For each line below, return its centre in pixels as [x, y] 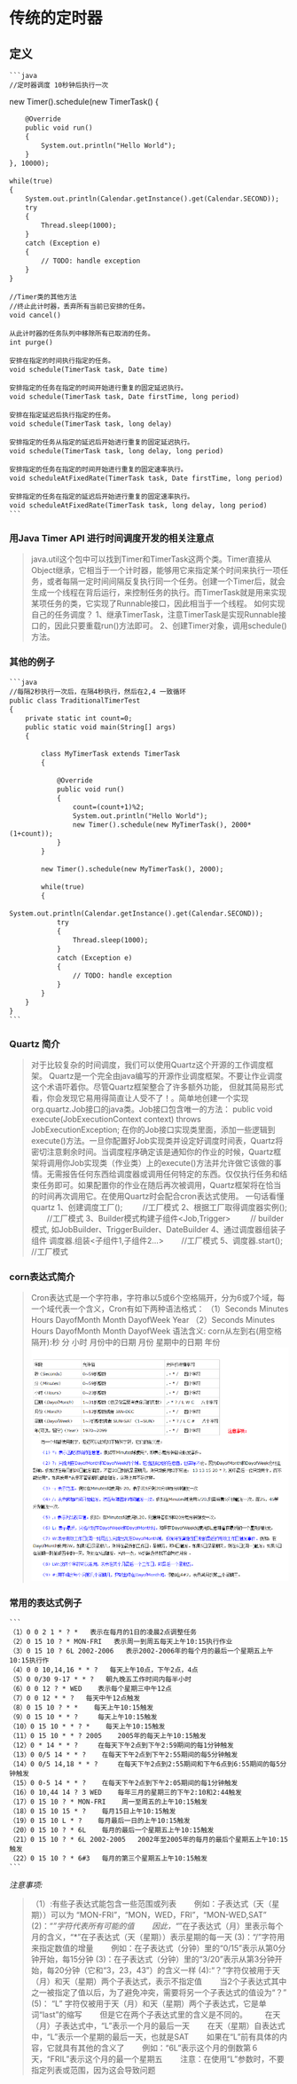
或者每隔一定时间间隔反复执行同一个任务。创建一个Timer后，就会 [166, 581]
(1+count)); [31, 834]
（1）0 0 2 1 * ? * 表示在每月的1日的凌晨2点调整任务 [103, 1632]
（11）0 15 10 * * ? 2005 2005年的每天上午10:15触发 [108, 1735]
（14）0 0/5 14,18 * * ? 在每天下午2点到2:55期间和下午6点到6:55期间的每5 [145, 1764]
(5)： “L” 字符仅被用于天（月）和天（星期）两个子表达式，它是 [145, 2003]
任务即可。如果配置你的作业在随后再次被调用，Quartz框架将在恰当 [160, 1184]
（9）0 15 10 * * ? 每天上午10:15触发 [83, 1717]
